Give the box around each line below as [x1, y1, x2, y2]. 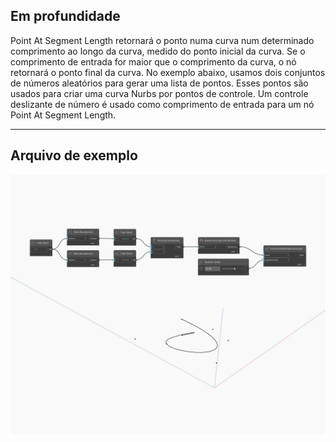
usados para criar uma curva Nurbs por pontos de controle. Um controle [10, 87, 309, 99]
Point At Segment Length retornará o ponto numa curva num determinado [10, 34, 315, 46]
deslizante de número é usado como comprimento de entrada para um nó [10, 98, 315, 110]
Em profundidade [10, 8, 121, 25]
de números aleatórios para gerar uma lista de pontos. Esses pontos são [10, 77, 309, 89]
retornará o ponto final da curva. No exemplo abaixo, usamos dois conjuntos [10, 66, 326, 78]
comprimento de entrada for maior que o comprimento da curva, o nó [10, 55, 297, 68]
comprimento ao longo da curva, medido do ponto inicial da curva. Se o [10, 45, 306, 57]
